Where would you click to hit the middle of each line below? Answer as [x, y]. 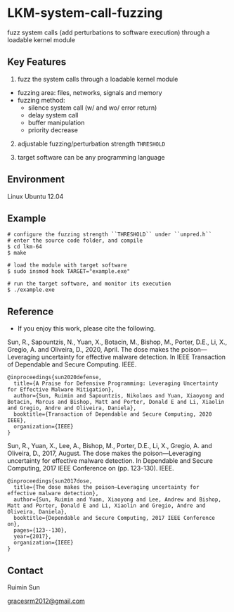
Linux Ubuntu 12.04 [35, 196]
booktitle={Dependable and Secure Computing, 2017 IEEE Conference [115, 518]
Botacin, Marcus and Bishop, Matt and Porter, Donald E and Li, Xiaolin [116, 402]
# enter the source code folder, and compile [75, 241]
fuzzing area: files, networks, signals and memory [90, 92]
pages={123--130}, [41, 530]
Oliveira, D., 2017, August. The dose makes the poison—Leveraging [104, 453]
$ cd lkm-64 [25, 247]
